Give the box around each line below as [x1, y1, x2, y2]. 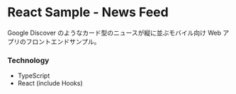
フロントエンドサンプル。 [26, 37, 101, 46]
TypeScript [17, 71, 50, 80]
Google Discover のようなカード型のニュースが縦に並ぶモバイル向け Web [7, 28, 222, 37]
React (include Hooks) [17, 79, 83, 88]
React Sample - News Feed [7, 4, 169, 20]
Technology [7, 55, 50, 65]
